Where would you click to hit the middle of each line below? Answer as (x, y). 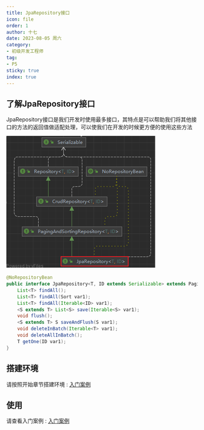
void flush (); (35, 316)
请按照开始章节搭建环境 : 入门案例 (49, 384)
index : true (21, 77)
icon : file (20, 19)
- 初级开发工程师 (25, 52)
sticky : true (23, 70)
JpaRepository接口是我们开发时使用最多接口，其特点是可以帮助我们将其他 (99, 120)
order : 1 (17, 26)
